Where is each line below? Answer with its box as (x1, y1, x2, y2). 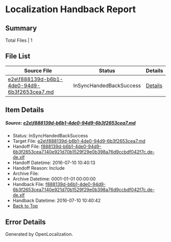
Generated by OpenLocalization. (5, 231, 73, 237)
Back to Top (12, 203, 38, 209)
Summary (5, 24, 37, 33)
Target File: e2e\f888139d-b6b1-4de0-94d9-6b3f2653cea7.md (12, 138, 146, 144)
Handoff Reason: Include (12, 165, 65, 171)
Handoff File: (12, 143, 40, 149)
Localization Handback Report (5, 4, 136, 15)
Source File (24, 67, 52, 74)
